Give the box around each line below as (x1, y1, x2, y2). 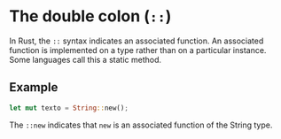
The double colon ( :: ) (9, 6, 172, 27)
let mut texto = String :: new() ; (9, 104, 129, 112)
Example (9, 80, 59, 95)
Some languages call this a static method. (9, 54, 162, 65)
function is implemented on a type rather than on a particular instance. (9, 44, 267, 55)
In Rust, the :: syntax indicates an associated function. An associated (9, 35, 264, 46)
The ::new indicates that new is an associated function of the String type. (9, 120, 273, 130)
